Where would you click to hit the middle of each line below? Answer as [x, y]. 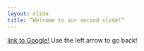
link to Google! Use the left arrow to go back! [72, 40]
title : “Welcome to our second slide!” [66, 20]
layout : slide [28, 14]
